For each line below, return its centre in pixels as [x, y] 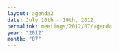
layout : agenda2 [30, 13]
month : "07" [24, 39]
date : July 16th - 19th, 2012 [51, 20]
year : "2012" [26, 33]
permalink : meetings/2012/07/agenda [60, 26]
